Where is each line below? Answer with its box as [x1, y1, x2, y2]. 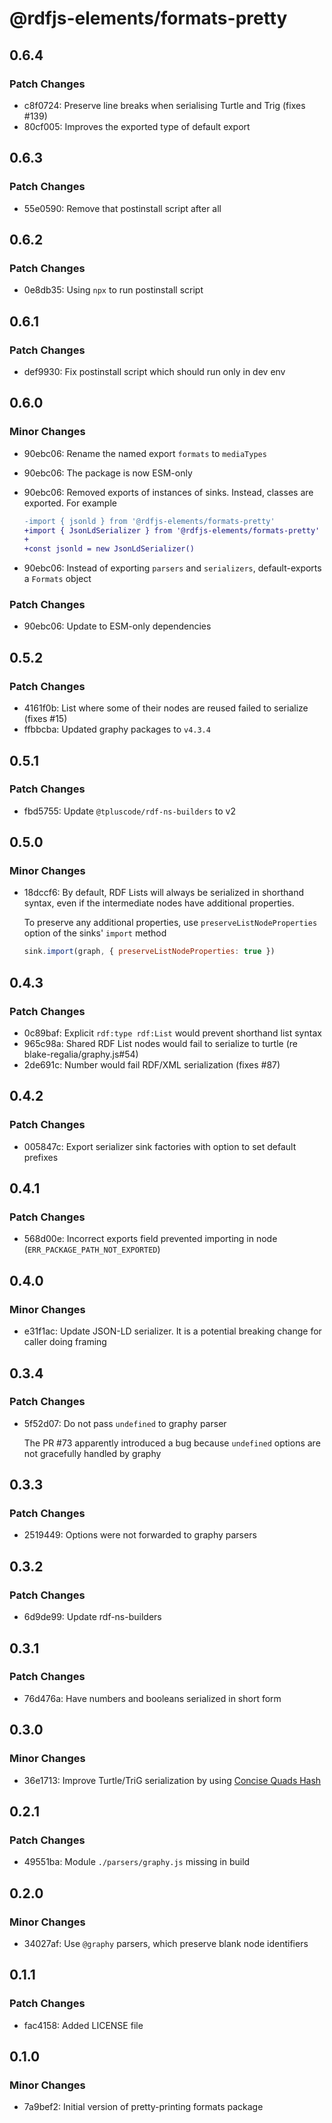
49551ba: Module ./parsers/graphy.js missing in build [23, 1856, 251, 1868]
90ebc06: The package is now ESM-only [23, 467, 193, 479]
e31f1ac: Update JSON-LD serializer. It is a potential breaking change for [23, 1325, 322, 1337]
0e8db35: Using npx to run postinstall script [23, 284, 204, 296]
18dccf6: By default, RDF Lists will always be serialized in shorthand [23, 887, 304, 899]
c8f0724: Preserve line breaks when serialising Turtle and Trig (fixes [23, 99, 306, 111]
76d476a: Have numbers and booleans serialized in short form [23, 1692, 282, 1704]
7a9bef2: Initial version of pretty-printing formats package [23, 2101, 264, 2113]
